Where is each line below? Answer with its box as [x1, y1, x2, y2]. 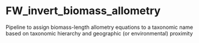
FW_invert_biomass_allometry [5, 4, 161, 18]
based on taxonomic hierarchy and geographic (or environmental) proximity [5, 29, 193, 37]
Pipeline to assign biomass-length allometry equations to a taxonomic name [5, 24, 194, 31]
